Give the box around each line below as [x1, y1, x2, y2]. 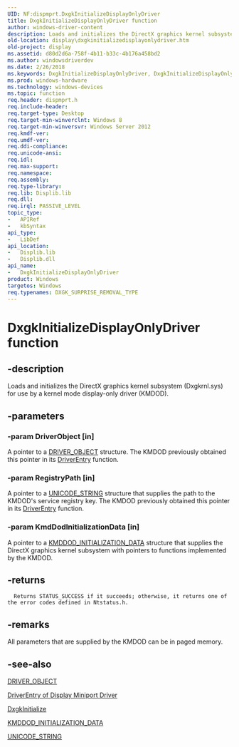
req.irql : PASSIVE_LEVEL [7, 202, 81, 210]
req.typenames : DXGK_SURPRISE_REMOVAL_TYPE [7, 289, 139, 296]
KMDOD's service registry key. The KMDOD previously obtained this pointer [7, 497, 230, 505]
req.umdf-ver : [7, 136, 50, 143]
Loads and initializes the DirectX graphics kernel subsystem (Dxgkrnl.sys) [7, 382, 223, 391]
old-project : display [7, 43, 72, 51]
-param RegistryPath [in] [7, 473, 95, 483]
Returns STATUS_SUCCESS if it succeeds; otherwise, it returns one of [14, 593, 228, 600]
